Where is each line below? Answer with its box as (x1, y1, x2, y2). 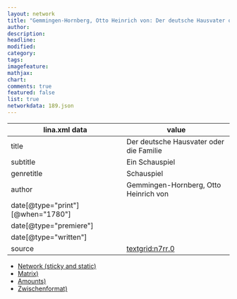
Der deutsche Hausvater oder (126, 136, 224, 146)
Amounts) (17, 276, 47, 285)
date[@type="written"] (11, 232, 87, 242)
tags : (7, 57, 23, 64)
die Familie (126, 146, 162, 156)
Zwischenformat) (17, 284, 68, 293)
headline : (7, 37, 37, 44)
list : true (7, 96, 39, 103)
